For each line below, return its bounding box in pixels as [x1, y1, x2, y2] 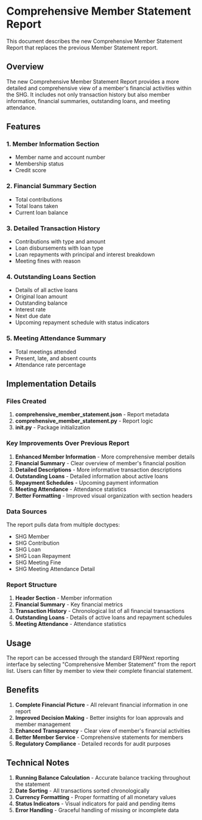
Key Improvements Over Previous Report [6, 439, 130, 448]
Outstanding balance [15, 299, 68, 307]
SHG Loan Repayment [15, 552, 71, 559]
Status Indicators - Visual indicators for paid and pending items [15, 800, 176, 807]
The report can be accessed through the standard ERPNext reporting [6, 655, 179, 662]
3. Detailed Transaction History [6, 224, 100, 233]
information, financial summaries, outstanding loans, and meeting [6, 97, 170, 104]
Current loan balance [15, 209, 69, 216]
